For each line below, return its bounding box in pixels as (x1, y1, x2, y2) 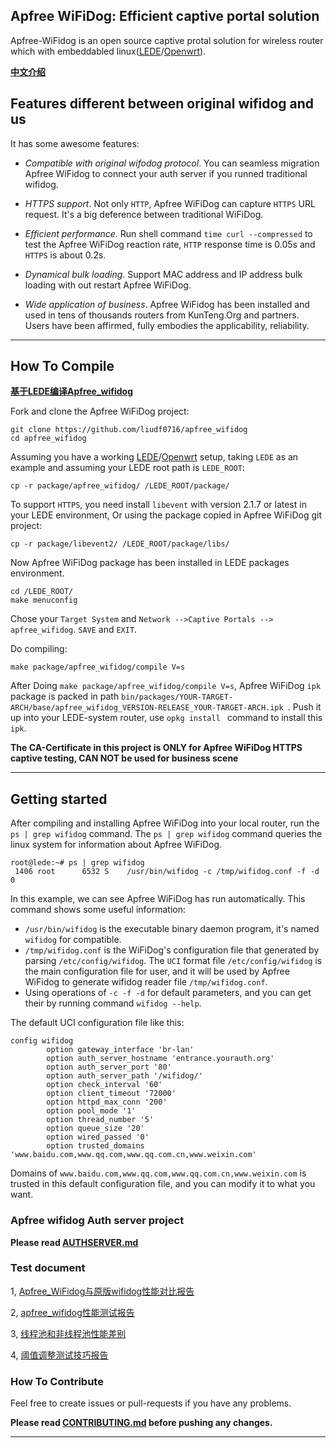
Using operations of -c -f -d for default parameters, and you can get (24, 987, 312, 999)
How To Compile (10, 358, 115, 375)
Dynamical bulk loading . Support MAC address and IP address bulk (24, 268, 303, 280)
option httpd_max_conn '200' (46, 1097, 168, 1108)
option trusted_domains (46, 1141, 145, 1151)
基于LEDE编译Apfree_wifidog (10, 385, 134, 398)
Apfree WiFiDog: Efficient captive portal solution (10, 8, 320, 25)
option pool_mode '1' (46, 1106, 137, 1116)
